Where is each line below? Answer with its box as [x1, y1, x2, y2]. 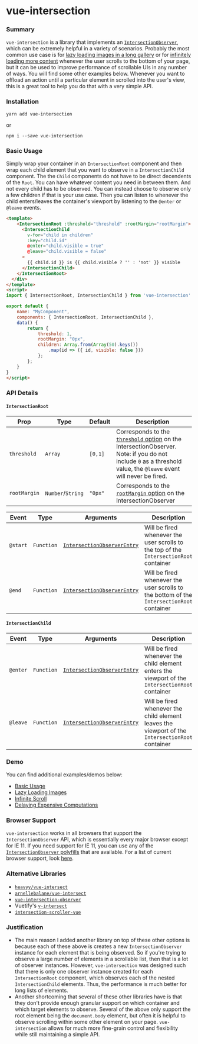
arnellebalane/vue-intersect [14, 890, 87, 897]
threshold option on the [115, 435, 181, 443]
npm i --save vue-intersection [6, 133, 83, 139]
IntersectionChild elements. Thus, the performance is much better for [14, 980, 187, 987]
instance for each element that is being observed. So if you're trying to [14, 949, 187, 956]
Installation [6, 98, 39, 106]
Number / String [45, 489, 84, 497]
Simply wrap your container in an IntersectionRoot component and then [6, 160, 182, 167]
